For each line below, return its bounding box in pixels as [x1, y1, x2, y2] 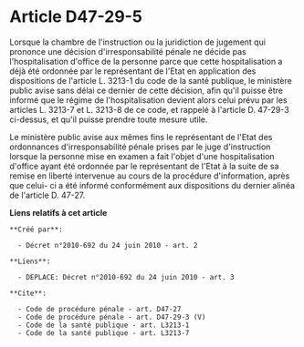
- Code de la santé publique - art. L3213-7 [17, 328, 190, 338]
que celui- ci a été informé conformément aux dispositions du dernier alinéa [9, 179, 295, 190]
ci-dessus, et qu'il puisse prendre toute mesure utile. [9, 114, 208, 125]
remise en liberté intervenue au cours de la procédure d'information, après [9, 170, 290, 181]
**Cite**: [9, 289, 47, 298]
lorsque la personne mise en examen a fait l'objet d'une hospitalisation [9, 150, 276, 161]
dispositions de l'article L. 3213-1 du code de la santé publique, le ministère [9, 75, 292, 86]
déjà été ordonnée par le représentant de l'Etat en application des [9, 66, 257, 77]
